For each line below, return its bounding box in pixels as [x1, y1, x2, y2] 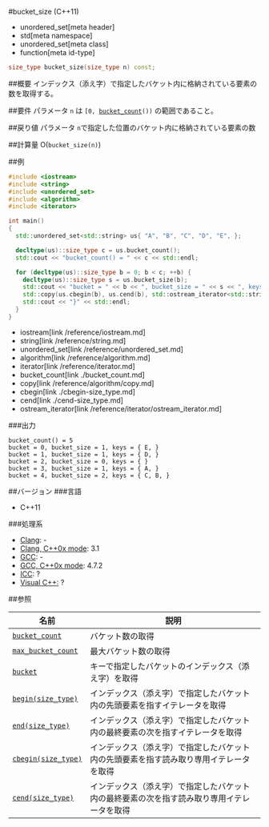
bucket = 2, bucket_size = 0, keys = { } [8, 457, 149, 465]
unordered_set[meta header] [19, 22, 115, 31]
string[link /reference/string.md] [19, 335, 126, 345]
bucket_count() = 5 [8, 436, 74, 444]
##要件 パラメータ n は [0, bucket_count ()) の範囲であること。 [8, 106, 219, 115]
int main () [8, 217, 45, 225]
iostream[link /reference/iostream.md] [19, 327, 146, 337]
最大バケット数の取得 [90, 645, 171, 656]
